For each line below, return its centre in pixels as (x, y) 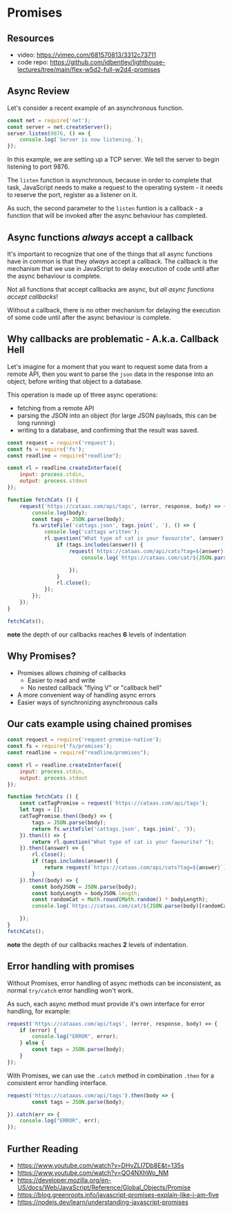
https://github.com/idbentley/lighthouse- (108, 62)
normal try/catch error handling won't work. (70, 990)
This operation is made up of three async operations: (83, 395)
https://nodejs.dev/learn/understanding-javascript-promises (103, 1202)
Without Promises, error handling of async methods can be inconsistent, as (114, 983)
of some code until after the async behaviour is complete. (89, 317)
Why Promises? (42, 656)
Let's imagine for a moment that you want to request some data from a (108, 366)
